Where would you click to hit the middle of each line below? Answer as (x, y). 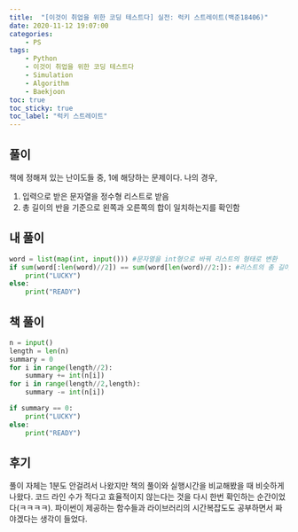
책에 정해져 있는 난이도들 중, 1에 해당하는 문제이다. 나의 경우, (114, 177)
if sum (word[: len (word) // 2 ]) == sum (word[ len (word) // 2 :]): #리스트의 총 (142, 267)
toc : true (27, 100)
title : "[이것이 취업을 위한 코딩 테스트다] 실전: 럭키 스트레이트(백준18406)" (139, 17)
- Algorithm (47, 83)
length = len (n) (39, 351)
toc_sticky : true (41, 108)
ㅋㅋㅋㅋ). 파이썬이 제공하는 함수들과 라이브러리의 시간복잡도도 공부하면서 (146, 508)
